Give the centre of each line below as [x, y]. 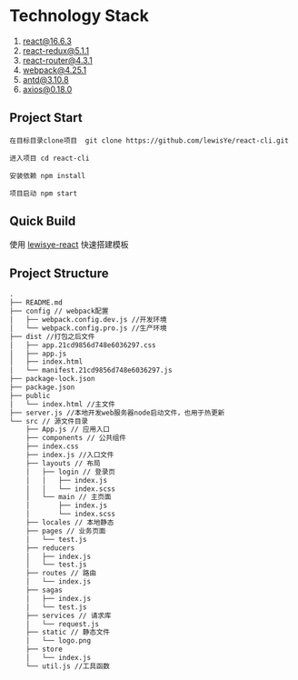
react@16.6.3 [47, 41]
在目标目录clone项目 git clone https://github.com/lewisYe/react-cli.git [149, 140]
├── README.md [36, 303]
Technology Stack [79, 16]
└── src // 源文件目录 [49, 421]
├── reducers [50, 548]
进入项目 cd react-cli [50, 158]
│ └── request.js [63, 624]
